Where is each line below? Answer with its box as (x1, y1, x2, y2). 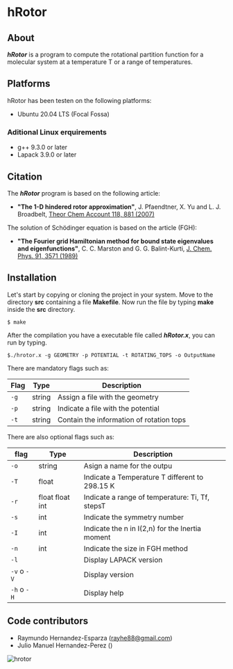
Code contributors (7, 615, 89, 627)
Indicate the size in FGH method (83, 544, 189, 553)
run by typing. (7, 338, 47, 347)
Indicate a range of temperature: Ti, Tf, (83, 492, 210, 502)
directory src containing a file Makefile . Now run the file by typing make (7, 297, 214, 306)
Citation (7, 171, 43, 182)
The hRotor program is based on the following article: (7, 189, 161, 197)
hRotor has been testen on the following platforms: (7, 96, 152, 104)
